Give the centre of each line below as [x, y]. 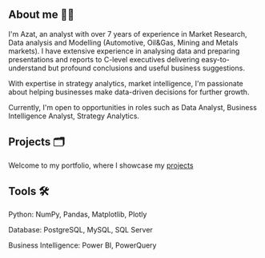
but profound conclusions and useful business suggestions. [147, 68]
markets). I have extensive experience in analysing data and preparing [124, 51]
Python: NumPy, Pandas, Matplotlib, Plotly [78, 214]
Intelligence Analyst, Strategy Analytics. [74, 116]
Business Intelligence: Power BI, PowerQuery [82, 245]
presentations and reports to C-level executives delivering [104, 59]
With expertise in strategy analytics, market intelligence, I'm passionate [126, 83]
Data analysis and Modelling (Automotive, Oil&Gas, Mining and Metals [123, 42]
